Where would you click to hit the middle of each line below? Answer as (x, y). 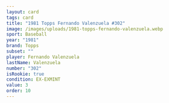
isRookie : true (25, 74)
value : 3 (17, 85)
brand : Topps (23, 46)
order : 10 (19, 91)
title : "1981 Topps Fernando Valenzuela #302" (66, 23)
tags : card (20, 18)
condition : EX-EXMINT (33, 79)
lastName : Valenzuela (33, 62)
